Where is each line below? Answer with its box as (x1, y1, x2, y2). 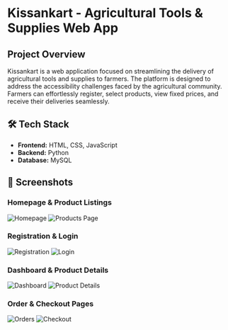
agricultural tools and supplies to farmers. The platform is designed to (7, 74, 211, 83)
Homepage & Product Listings (7, 198, 112, 207)
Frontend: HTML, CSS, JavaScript (17, 140, 118, 149)
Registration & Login (7, 232, 79, 241)
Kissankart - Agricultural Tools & (7, 5, 203, 21)
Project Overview (7, 48, 86, 60)
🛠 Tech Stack (7, 118, 69, 130)
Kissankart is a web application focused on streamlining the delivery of (7, 67, 215, 75)
